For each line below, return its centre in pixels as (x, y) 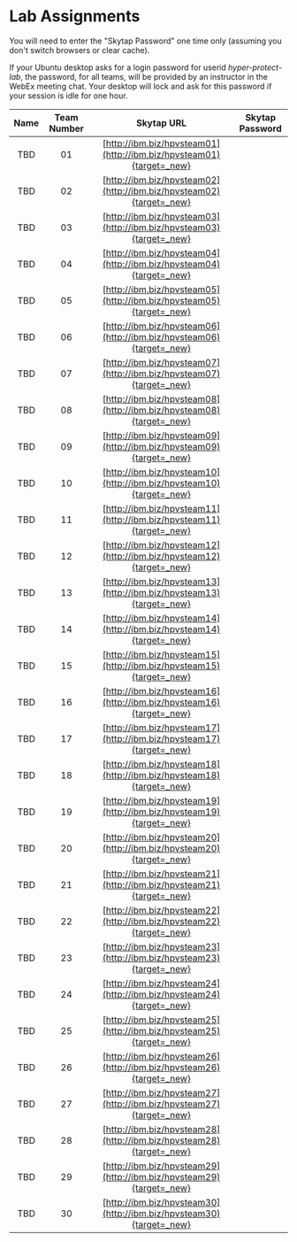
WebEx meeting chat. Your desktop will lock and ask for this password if (141, 86)
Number (66, 128)
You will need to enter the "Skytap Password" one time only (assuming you (145, 41)
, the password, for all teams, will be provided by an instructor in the (144, 76)
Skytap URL (161, 123)
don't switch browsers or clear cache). (80, 50)
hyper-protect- (255, 67)
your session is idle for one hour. (69, 96)
